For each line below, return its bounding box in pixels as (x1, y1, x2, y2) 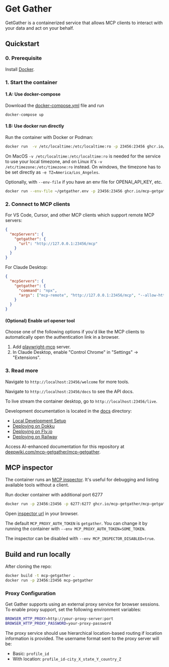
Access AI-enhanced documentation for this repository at (5, 443, 125, 450)
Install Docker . (5, 66, 35, 72)
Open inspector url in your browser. (5, 510, 79, 516)
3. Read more (5, 367, 39, 374)
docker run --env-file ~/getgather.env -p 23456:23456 (5, 188, 123, 194)
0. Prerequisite (5, 55, 42, 62)
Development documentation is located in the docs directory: (5, 408, 132, 414)
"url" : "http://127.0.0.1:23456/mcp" (18, 241, 98, 246)
